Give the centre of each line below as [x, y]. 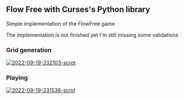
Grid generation [29, 50]
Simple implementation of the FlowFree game [61, 23]
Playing [17, 78]
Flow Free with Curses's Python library [78, 10]
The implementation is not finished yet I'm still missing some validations [92, 35]
